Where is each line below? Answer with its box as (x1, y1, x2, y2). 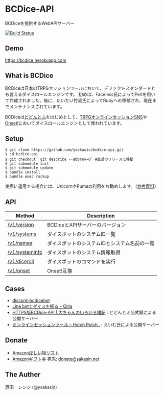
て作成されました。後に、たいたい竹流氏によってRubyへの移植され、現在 (5, 97, 153, 103)
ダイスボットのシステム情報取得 (47, 249, 121, 256)
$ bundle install (5, 170, 41, 175)
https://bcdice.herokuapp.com (5, 57, 67, 63)
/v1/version (7, 222, 34, 228)
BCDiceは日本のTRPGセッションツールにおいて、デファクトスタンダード (5, 85, 152, 91)
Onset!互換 (47, 268, 72, 274)
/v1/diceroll (7, 258, 34, 265)
